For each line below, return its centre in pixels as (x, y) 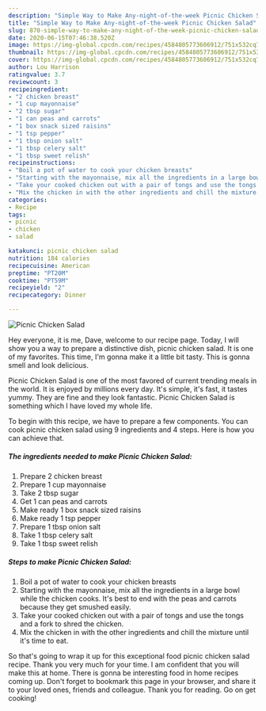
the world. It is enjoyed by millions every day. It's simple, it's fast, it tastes (128, 389)
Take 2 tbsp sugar (49, 493)
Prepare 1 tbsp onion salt (60, 526)
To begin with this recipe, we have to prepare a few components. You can (128, 421)
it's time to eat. (44, 640)
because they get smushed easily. (76, 606)
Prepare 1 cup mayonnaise (63, 484)
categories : (28, 200)
